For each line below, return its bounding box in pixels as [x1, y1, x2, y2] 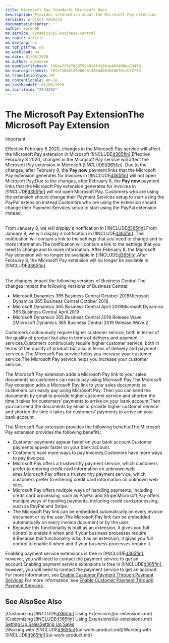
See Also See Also [5, 597, 62, 606]
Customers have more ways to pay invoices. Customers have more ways [12, 449, 162, 456]
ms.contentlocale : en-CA [5, 78, 58, 83]
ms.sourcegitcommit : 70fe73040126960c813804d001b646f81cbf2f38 [5, 69, 141, 74]
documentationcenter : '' [5, 21, 58, 27]
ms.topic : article [5, 36, 44, 41]
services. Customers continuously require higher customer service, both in [5, 340, 160, 346]
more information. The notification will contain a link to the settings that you [5, 241, 160, 247]
